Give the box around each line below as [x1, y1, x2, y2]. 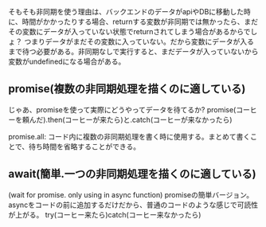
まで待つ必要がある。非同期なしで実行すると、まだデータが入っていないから [8, 47, 259, 56]
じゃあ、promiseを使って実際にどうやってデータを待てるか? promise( [8, 104, 237, 114]
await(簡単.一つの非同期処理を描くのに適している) [8, 167, 256, 181]
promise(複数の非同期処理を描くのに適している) [8, 82, 246, 96]
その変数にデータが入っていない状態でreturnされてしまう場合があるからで [8, 27, 251, 36]
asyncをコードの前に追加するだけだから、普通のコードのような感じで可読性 [8, 200, 259, 209]
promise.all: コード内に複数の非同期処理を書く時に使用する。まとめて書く [8, 131, 251, 141]
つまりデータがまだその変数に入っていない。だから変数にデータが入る [23, 37, 255, 46]
